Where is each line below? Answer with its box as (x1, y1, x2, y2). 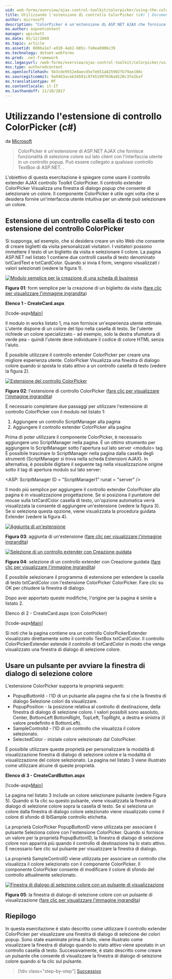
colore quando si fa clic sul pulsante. (5, 958, 83, 964)
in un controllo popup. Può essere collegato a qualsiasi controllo (17, 159, 154, 165)
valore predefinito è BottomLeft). (12, 720, 82, 726)
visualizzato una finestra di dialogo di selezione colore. (5, 646, 121, 652)
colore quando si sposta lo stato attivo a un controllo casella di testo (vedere (5, 363, 166, 369)
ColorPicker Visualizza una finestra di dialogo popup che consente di (5, 185, 151, 191)
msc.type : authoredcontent (5, 64, 63, 70)
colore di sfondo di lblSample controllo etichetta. (5, 814, 107, 820)
